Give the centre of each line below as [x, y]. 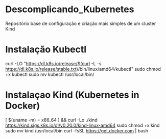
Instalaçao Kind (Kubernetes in [72, 95]
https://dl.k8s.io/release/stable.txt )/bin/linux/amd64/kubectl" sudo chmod [83, 69]
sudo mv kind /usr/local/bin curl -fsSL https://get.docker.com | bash [77, 130]
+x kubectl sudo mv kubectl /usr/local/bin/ [50, 74]
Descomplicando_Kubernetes [70, 9]
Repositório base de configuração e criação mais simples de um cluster [81, 23]
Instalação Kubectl [46, 50]
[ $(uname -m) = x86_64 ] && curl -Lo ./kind [52, 120]
